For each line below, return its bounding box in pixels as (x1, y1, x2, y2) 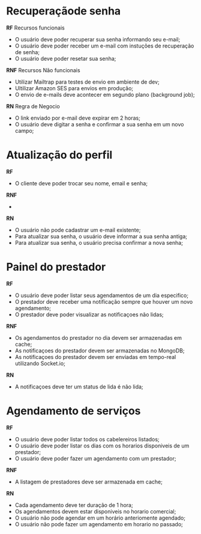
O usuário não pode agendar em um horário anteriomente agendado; (14, 514, 186, 521)
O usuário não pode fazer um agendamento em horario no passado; (14, 520, 183, 527)
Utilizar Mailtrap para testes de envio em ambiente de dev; (14, 78, 160, 85)
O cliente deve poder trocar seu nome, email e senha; (14, 179, 148, 187)
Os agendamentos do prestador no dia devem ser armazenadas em (14, 334, 182, 341)
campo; (14, 127, 34, 134)
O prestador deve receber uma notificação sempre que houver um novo (14, 298, 193, 305)
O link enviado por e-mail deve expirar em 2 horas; (14, 114, 141, 121)
